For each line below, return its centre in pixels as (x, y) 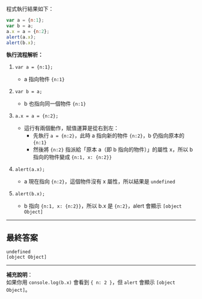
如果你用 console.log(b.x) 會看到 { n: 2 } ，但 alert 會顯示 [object (91, 282)
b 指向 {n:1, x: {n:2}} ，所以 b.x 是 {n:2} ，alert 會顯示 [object (103, 206)
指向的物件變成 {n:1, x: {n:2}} (72, 157)
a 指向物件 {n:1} (44, 79)
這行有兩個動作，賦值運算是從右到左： (71, 128)
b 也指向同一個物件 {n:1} (55, 103)
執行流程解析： (25, 55)
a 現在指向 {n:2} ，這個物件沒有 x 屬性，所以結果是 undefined (99, 182)
